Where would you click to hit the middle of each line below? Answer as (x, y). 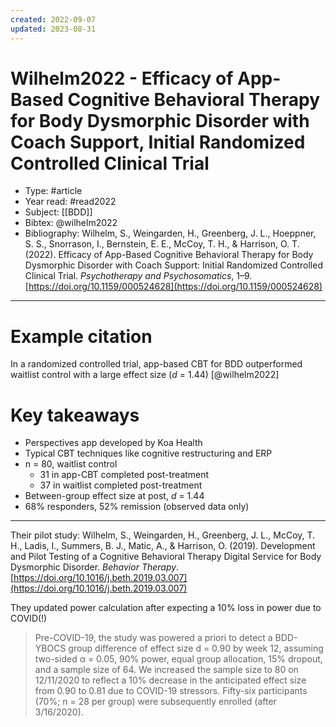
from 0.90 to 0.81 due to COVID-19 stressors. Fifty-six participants (171, 691)
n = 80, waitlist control (71, 464)
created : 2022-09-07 (53, 19)
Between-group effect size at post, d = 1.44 (114, 496)
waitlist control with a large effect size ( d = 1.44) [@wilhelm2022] (145, 375)
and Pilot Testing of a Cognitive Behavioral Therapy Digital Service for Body (166, 557)
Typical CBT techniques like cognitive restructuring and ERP (148, 453)
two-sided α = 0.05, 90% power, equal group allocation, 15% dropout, (178, 659)
